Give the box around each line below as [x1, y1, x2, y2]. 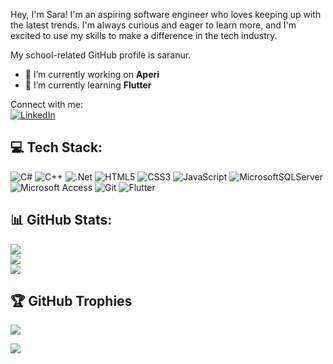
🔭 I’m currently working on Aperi [24, 69, 160, 80]
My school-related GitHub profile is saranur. [10, 49, 192, 61]
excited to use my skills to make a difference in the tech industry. [10, 30, 278, 41]
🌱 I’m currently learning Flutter [24, 79, 152, 91]
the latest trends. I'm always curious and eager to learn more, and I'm [10, 19, 297, 31]
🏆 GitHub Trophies [10, 293, 133, 310]
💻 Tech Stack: [10, 139, 103, 156]
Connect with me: [10, 99, 83, 110]
